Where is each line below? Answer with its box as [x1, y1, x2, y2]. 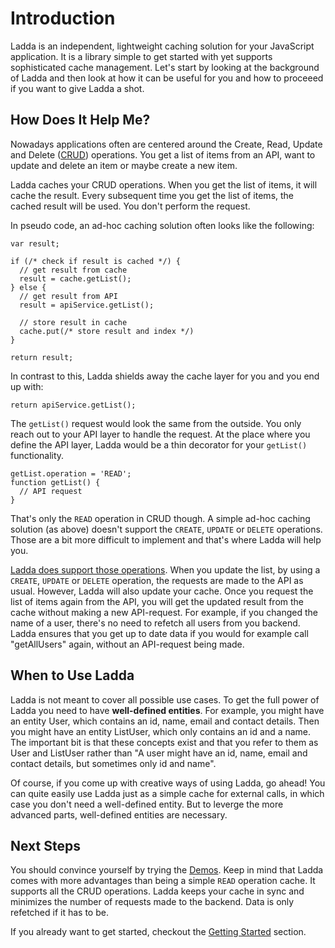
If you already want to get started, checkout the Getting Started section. [10, 926, 307, 938]
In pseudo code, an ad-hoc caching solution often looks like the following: [10, 219, 315, 231]
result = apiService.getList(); [19, 300, 155, 310]
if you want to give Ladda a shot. [10, 82, 145, 94]
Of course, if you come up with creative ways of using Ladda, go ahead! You [10, 777, 326, 789]
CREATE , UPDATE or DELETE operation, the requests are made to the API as [10, 574, 304, 586]
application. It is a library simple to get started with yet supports [10, 50, 273, 62]
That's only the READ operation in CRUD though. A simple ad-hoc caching [10, 512, 311, 524]
